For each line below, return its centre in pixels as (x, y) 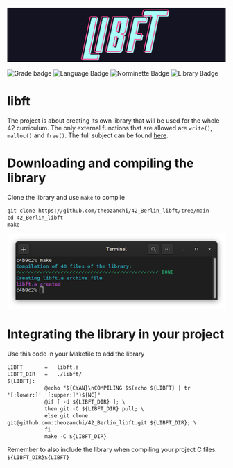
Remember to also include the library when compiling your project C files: (112, 449)
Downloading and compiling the (101, 163)
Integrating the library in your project (116, 334)
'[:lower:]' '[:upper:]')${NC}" (54, 395)
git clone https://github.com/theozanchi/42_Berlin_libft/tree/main (108, 211)
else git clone (66, 416)
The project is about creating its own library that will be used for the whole (113, 120)
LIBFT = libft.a (43, 367)
